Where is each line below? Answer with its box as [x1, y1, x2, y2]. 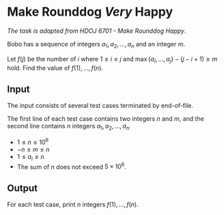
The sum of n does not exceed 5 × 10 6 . [16, 161, 126, 171]
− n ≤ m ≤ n [16, 145, 50, 154]
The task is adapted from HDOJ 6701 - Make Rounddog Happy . [7, 27, 186, 35]
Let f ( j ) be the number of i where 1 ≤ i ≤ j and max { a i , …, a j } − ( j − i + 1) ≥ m [7, 55, 218, 65]
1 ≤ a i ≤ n [16, 152, 44, 162]
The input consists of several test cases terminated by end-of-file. [7, 102, 193, 110]
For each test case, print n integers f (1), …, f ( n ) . [7, 201, 139, 209]
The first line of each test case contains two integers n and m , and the [7, 115, 205, 123]
